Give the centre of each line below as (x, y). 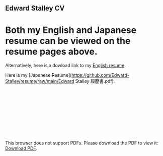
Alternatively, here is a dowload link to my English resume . (65, 66)
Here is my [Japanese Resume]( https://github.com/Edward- (67, 75)
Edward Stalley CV (35, 8)
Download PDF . (21, 148)
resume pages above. (52, 51)
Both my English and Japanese (71, 30)
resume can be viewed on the (68, 41)
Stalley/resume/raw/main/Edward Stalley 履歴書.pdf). (60, 81)
